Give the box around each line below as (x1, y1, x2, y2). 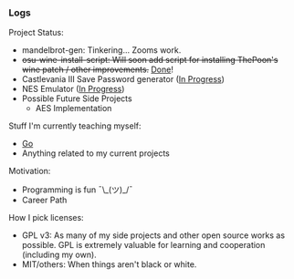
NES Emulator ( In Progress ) (21, 84, 125, 95)
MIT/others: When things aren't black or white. (21, 259, 197, 270)
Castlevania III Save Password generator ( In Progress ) (21, 74, 226, 85)
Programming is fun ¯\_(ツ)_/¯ (21, 184, 133, 195)
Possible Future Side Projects (21, 93, 133, 104)
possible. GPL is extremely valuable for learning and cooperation (21, 240, 266, 251)
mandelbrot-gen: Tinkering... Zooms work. (21, 45, 182, 56)
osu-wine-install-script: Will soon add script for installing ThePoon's (21, 55, 278, 66)
